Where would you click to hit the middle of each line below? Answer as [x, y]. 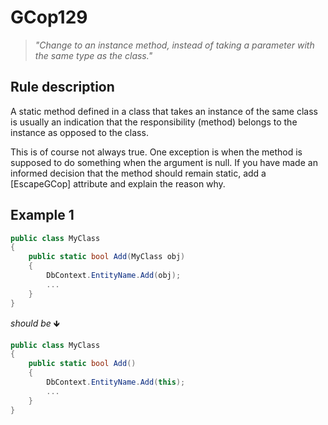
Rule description [62, 87]
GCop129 [49, 17]
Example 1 [42, 215]
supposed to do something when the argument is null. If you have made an [164, 162]
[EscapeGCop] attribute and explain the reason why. [118, 183]
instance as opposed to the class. [79, 132]
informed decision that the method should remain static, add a [138, 173]
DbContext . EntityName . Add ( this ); [116, 382]
